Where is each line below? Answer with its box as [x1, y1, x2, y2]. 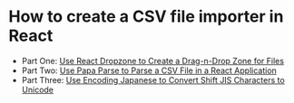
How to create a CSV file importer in [8, 6, 284, 27]
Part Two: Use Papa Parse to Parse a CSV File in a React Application [21, 65, 278, 76]
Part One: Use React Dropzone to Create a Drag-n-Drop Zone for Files [21, 55, 285, 66]
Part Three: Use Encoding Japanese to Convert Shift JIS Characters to [21, 74, 285, 85]
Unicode [21, 84, 54, 95]
